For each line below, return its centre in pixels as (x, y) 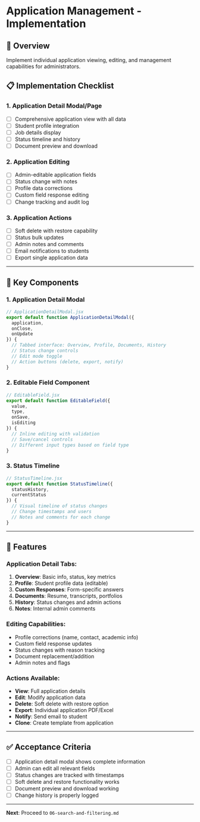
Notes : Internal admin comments (55, 609)
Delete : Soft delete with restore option (62, 704)
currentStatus (29, 495)
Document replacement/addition (54, 656)
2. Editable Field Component (48, 382)
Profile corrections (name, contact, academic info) (76, 637)
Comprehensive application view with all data (70, 119)
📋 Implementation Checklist (60, 86)
